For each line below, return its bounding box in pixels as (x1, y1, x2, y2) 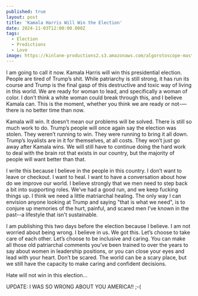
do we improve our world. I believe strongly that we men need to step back (6, 180, 188, 187)
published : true (6, 8, 46, 15)
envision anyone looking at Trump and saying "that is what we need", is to (6, 199, 186, 206)
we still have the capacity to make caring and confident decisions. (6, 260, 167, 267)
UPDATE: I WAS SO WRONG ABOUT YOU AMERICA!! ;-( (6, 283, 141, 290)
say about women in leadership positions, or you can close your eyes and (6, 248, 184, 255)
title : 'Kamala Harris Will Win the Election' (6, 19, 123, 25)
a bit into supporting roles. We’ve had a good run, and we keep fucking (6, 186, 179, 193)
